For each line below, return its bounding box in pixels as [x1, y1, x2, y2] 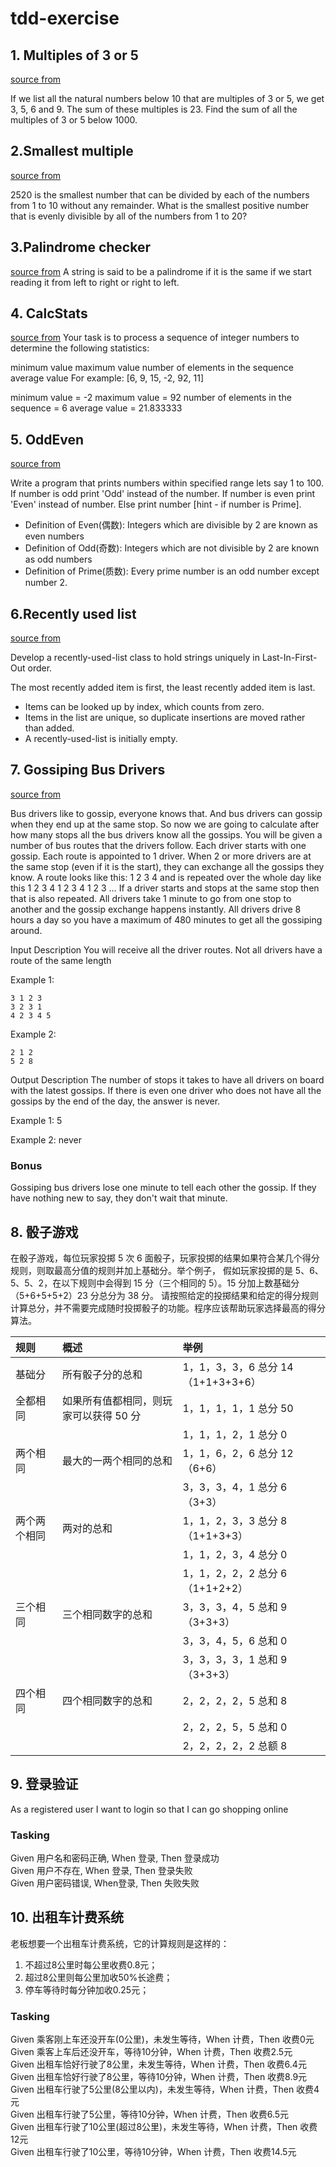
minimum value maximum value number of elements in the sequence [10, 362, 294, 374]
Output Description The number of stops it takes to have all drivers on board [10, 1073, 325, 1086]
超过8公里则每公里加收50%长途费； [24, 1971, 173, 1983]
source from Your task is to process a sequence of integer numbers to [10, 332, 300, 344]
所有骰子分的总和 [61, 1367, 143, 1381]
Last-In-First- [261, 652, 318, 664]
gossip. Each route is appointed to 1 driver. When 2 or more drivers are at [10, 850, 312, 862]
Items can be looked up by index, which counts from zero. [24, 701, 265, 713]
